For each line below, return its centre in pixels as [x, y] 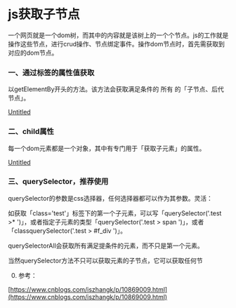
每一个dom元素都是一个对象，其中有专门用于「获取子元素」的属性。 [107, 148]
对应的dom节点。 [33, 53]
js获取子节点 [44, 14]
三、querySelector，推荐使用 [58, 182]
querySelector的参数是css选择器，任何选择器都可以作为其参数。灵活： [110, 198]
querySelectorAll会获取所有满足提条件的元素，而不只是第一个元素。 [106, 246]
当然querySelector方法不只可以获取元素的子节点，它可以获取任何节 [105, 260]
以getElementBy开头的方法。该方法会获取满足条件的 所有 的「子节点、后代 [116, 89]
